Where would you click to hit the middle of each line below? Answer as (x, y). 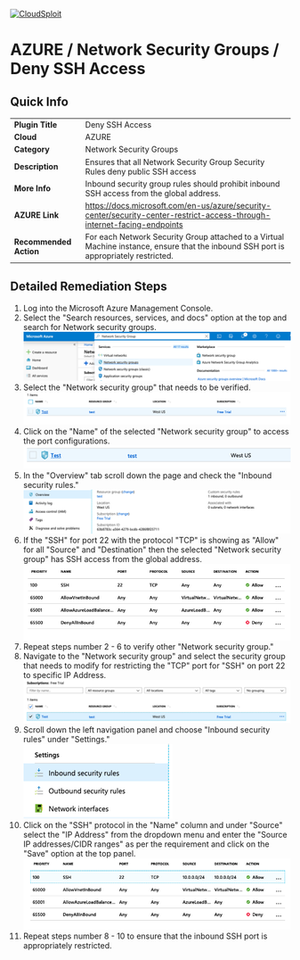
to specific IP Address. (65, 675)
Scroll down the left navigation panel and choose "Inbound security (146, 730)
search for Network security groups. (89, 327)
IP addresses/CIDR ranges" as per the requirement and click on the (146, 844)
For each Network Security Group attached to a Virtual (184, 237)
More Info (32, 188)
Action (26, 251)
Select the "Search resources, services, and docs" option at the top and (155, 318)
